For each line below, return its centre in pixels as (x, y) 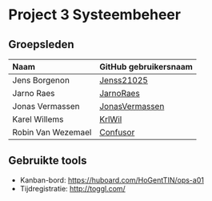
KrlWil (111, 119)
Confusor (117, 132)
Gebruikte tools (48, 161)
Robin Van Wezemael (52, 132)
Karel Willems (38, 119)
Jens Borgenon (41, 80)
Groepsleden (41, 44)
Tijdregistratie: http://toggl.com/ (72, 188)
